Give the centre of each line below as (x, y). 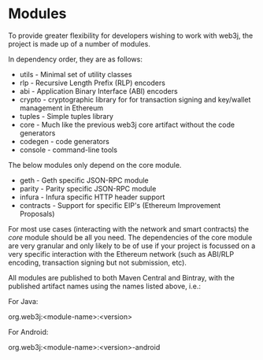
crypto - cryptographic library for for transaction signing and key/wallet (135, 99)
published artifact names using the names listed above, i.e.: (105, 286)
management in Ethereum (61, 108)
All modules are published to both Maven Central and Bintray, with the (121, 277)
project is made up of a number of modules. (80, 43)
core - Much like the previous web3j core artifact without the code (127, 124)
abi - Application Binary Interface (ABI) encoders (99, 91)
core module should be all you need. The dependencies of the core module (130, 237)
